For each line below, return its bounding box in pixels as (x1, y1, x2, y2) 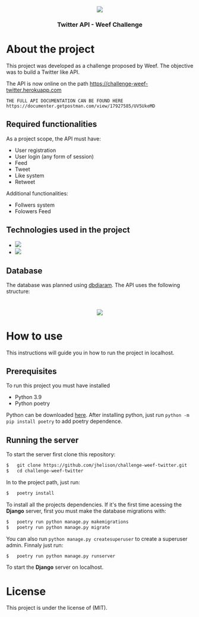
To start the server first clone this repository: (6, 451, 116, 458)
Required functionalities (6, 119, 97, 129)
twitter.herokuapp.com (6, 86, 62, 94)
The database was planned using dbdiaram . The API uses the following (6, 282, 180, 289)
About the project (6, 42, 95, 56)
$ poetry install (6, 490, 55, 496)
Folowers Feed (14, 207, 52, 214)
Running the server (6, 435, 79, 445)
